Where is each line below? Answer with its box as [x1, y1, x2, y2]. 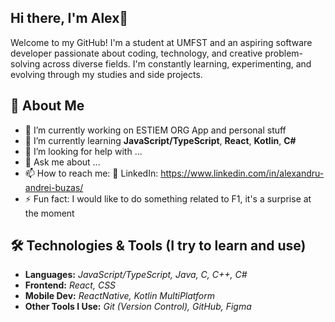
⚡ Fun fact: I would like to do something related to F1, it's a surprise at [24, 192, 312, 205]
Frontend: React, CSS [24, 279, 117, 291]
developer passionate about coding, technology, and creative [10, 47, 263, 59]
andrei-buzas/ [24, 181, 84, 193]
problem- [264, 47, 304, 59]
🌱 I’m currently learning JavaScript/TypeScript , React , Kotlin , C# [24, 134, 297, 146]
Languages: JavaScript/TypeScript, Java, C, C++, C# [24, 269, 248, 281]
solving [10, 57, 41, 70]
